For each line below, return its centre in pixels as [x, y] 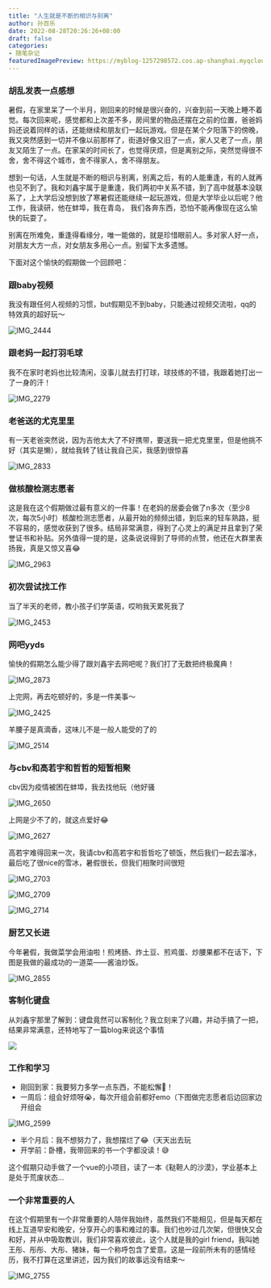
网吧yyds [27, 645]
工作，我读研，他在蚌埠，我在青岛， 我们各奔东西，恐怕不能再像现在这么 [129, 208]
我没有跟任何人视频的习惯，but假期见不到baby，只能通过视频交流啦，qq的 [132, 305]
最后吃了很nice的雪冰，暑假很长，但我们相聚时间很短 [97, 863]
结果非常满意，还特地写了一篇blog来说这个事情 [86, 1029]
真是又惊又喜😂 [55, 548]
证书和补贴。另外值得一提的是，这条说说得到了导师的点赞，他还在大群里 [135, 538]
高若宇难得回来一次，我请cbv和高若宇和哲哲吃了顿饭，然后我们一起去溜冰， [135, 852]
